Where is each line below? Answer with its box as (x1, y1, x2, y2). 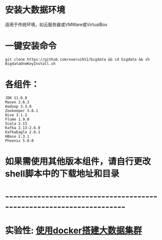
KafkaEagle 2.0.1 (5, 130, 41, 134)
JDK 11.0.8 (5, 95, 27, 100)
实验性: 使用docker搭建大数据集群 (5, 225, 142, 236)
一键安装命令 (5, 41, 57, 52)
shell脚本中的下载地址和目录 (5, 168, 119, 179)
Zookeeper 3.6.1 (5, 108, 38, 113)
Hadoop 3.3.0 (5, 104, 32, 109)
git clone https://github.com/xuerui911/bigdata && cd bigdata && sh (5, 57, 150, 62)
